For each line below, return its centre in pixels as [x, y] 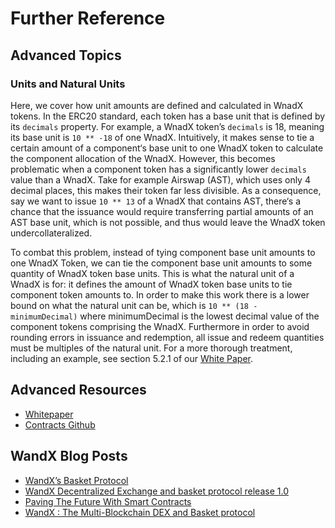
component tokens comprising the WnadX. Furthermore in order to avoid [160, 326]
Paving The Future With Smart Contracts [108, 501]
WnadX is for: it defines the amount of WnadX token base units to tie [151, 284]
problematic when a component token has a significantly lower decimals [158, 169]
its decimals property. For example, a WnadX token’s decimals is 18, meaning [167, 126]
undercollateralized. [51, 233]
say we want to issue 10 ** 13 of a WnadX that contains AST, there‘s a [156, 201]
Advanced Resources [78, 390]
